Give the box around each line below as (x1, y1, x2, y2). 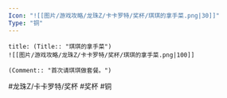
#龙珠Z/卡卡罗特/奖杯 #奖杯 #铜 (8, 81, 112, 91)
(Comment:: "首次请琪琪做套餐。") (8, 66, 112, 74)
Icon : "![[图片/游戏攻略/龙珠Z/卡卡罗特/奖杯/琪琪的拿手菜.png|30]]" (8, 11, 220, 20)
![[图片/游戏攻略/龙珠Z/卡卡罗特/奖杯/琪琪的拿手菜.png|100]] (8, 51, 195, 59)
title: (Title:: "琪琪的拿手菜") (8, 42, 112, 50)
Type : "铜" (8, 19, 44, 27)
